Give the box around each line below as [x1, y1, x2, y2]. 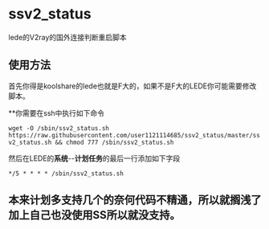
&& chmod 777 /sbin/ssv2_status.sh [55, 138, 174, 146]
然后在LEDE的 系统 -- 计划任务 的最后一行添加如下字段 [8, 153, 181, 163]
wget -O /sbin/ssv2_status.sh [8, 124, 110, 133]
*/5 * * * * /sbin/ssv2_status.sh [8, 170, 124, 178]
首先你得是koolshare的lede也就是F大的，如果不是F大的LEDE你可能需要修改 [8, 81, 257, 91]
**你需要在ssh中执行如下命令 [8, 108, 105, 117]
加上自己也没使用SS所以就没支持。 [8, 208, 181, 222]
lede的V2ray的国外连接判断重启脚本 [8, 32, 127, 42]
